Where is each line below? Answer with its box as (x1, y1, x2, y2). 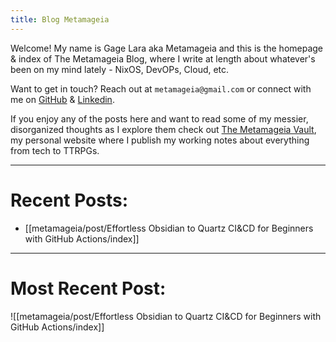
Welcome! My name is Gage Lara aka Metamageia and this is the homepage (10, 42, 324, 54)
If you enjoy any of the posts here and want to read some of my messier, (10, 112, 309, 125)
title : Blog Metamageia (10, 14, 110, 25)
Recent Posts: (10, 189, 129, 211)
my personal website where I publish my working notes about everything (10, 134, 310, 146)
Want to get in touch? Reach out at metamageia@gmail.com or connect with (10, 82, 312, 95)
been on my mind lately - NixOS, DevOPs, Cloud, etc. (10, 63, 230, 75)
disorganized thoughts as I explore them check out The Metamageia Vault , (10, 123, 317, 135)
